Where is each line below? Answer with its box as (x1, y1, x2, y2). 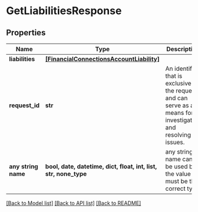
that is (165, 72, 183, 80)
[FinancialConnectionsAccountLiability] (45, 55, 160, 63)
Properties (6, 28, 46, 38)
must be (165, 177, 188, 185)
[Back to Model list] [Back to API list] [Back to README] (6, 200, 141, 207)
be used (165, 163, 188, 170)
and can (165, 94, 188, 102)
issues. (165, 138, 185, 146)
